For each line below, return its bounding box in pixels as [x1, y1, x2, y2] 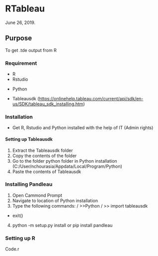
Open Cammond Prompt [12, 192, 63, 198]
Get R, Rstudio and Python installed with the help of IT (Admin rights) [12, 125, 154, 131]
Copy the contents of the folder [12, 153, 77, 159]
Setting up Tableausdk [5, 136, 53, 142]
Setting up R [5, 235, 36, 242]
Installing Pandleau [5, 181, 53, 188]
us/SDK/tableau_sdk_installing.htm [12, 101, 83, 107]
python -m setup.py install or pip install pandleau [12, 222, 113, 228]
